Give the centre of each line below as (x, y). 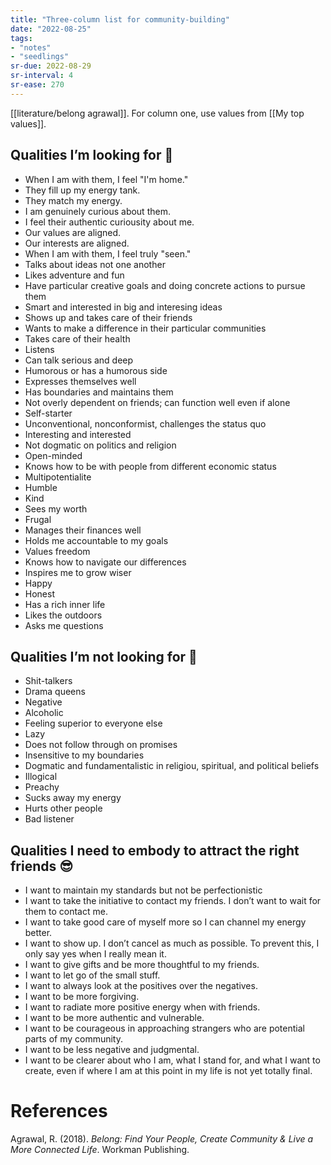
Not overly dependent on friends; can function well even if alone (157, 402)
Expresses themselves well (80, 381)
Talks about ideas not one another (95, 264)
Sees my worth (56, 508)
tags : (21, 38)
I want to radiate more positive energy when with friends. (142, 1007)
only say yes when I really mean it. (95, 954)
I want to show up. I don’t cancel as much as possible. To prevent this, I (172, 943)
